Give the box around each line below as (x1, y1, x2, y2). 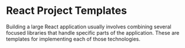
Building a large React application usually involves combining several (6, 23, 172, 30)
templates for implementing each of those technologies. (6, 35, 141, 42)
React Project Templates (6, 4, 127, 17)
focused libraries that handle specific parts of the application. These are (6, 29, 180, 36)
